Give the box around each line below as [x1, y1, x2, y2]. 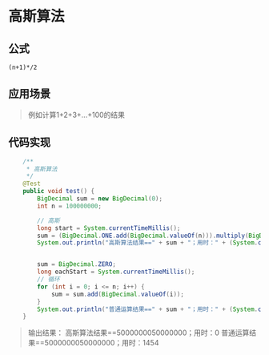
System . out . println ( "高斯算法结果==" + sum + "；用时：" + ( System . [37, 239, 259, 247]
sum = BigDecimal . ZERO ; [37, 260, 116, 268]
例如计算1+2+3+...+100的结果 [27, 110, 126, 119]
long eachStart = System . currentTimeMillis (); [37, 268, 195, 276]
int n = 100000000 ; [37, 202, 102, 210]
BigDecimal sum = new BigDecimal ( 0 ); [37, 195, 163, 203]
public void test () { [22, 188, 94, 196]
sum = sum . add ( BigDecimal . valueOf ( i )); [50, 290, 184, 298]
